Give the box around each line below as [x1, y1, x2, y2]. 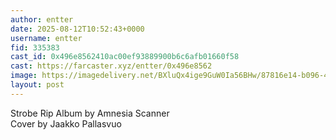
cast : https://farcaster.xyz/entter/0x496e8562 [10, 61, 213, 71]
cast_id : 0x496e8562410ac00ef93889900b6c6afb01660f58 [10, 52, 240, 62]
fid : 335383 [10, 42, 60, 53]
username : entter [10, 33, 83, 43]
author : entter [10, 14, 74, 25]
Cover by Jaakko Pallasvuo [10, 117, 122, 130]
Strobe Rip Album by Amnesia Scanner [10, 107, 170, 119]
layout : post [10, 80, 65, 90]
